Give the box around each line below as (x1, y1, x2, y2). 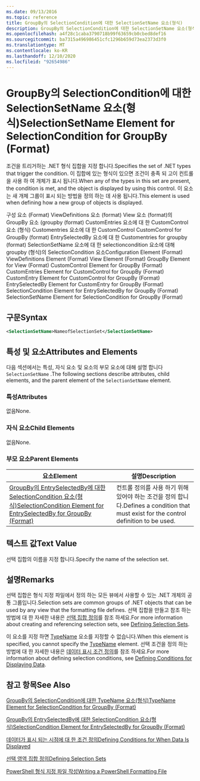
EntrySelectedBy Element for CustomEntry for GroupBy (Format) (6, 281, 164, 288)
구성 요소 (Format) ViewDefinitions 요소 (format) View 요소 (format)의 (6, 212, 173, 219)
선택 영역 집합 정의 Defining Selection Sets (6, 755, 107, 762)
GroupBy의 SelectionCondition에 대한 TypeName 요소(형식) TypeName (6, 697, 176, 704)
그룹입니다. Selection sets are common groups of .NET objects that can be (12, 599, 192, 607)
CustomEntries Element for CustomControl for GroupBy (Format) (6, 268, 164, 275)
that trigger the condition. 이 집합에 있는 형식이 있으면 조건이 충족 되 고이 (6, 170, 178, 177)
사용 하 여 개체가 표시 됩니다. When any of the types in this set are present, (12, 177, 190, 185)
